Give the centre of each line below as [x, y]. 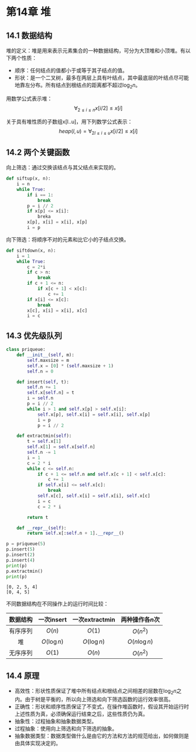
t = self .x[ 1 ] [44, 442]
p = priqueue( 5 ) [26, 544]
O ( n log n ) [140, 642]
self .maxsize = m [48, 360]
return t [38, 517]
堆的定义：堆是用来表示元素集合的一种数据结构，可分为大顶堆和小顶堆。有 [96, 51]
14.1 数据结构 [29, 35]
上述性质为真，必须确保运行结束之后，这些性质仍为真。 [81, 714]
